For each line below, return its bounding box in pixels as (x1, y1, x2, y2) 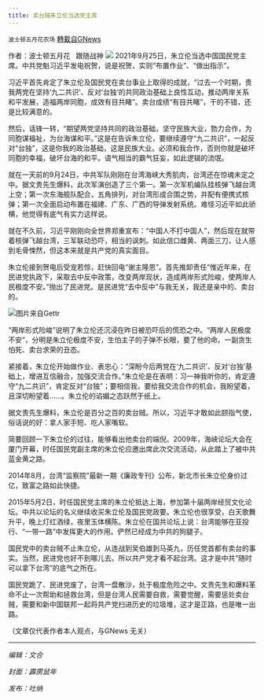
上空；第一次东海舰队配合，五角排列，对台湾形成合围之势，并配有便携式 (8, 190, 242, 199)
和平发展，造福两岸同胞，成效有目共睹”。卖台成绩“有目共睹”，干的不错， (8, 97, 245, 106)
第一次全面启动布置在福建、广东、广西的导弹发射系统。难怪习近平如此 (21, 199, 249, 208)
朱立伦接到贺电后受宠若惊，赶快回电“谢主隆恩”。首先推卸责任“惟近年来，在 (8, 262, 251, 271)
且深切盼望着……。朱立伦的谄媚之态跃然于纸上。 (8, 391, 165, 400)
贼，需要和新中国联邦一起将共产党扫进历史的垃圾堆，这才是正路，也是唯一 (8, 599, 249, 609)
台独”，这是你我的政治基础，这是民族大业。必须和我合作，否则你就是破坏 (18, 143, 255, 153)
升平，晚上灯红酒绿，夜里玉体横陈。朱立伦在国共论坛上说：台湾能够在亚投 (8, 517, 249, 526)
